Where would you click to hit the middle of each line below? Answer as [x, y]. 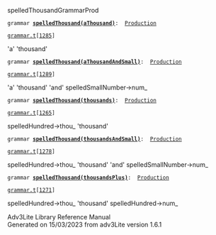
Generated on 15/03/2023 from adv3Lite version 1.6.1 [85, 224]
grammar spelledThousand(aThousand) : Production [82, 23]
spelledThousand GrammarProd [53, 10]
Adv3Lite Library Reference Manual [59, 217]
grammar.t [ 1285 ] [31, 35]
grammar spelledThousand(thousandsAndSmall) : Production [95, 139]
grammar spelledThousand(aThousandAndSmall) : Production [95, 62]
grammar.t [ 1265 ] [31, 113]
